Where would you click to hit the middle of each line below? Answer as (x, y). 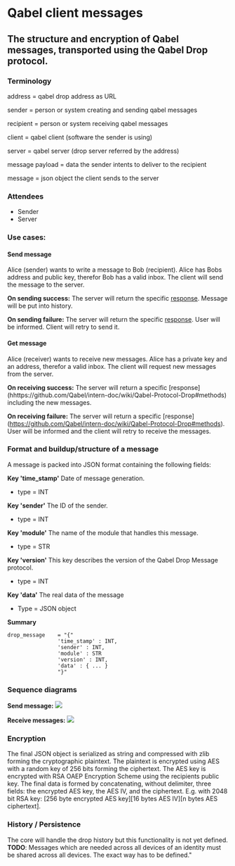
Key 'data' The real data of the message (66, 595)
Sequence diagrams (42, 689)
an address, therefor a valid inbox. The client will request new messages (112, 366)
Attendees (26, 196)
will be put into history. (40, 306)
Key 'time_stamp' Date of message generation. (76, 478)
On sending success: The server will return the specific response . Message (117, 299)
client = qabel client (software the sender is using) (80, 137)
